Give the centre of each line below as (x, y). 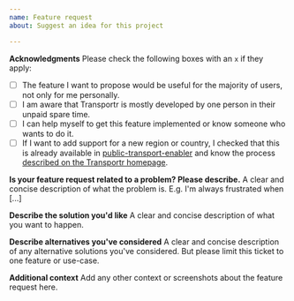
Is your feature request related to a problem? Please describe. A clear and (147, 179)
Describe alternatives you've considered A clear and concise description (144, 241)
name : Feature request (51, 17)
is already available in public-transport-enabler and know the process (148, 153)
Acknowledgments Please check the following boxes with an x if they (136, 58)
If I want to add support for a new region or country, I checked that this (151, 143)
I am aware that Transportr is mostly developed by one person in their (149, 104)
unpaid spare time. (56, 114)
